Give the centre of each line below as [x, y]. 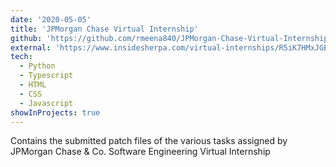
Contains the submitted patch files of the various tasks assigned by [149, 141]
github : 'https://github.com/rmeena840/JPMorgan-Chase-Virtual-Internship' [171, 38]
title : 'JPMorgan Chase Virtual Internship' [104, 29]
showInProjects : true [55, 112]
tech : [21, 57]
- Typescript [46, 76]
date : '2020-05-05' [51, 19]
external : [31, 47]
